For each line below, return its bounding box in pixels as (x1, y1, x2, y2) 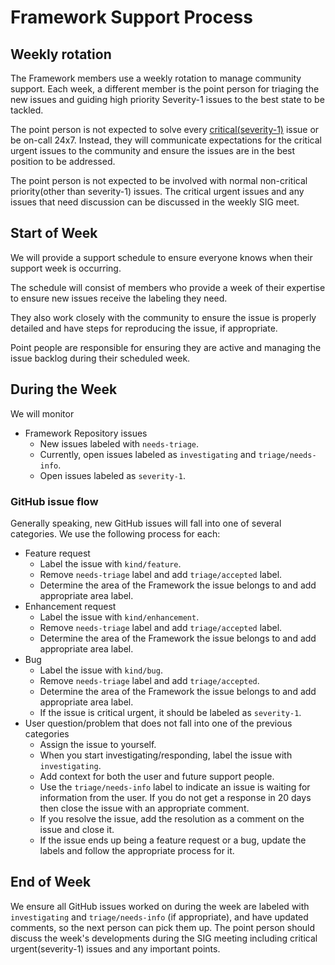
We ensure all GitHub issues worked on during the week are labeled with (10, 900, 310, 912)
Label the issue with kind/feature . (39, 557, 182, 570)
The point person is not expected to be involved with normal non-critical (10, 175, 308, 186)
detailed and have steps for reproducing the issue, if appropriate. (10, 322, 278, 334)
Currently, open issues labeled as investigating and (39, 448, 257, 460)
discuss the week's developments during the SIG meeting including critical (10, 932, 318, 944)
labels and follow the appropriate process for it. (39, 844, 235, 856)
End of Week (10, 874, 92, 891)
